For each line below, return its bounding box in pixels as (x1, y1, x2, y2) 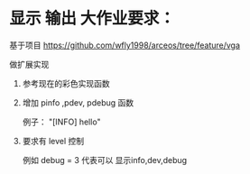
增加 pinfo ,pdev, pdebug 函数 (22, 96, 134, 108)
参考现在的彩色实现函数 (22, 78, 110, 88)
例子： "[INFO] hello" (22, 116, 101, 127)
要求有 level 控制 (22, 135, 85, 146)
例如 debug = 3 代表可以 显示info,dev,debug (22, 154, 188, 165)
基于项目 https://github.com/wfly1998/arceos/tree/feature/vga (9, 40, 241, 50)
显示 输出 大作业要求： (9, 8, 176, 29)
